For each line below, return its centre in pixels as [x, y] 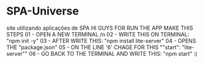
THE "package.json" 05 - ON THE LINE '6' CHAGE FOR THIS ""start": [94, 47]
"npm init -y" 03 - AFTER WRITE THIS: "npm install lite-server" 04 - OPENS [102, 41]
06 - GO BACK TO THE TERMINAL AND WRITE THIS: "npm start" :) [113, 53]
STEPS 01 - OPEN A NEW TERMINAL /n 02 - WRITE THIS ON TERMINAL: [98, 34]
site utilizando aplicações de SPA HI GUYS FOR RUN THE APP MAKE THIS [100, 28]
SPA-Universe [43, 11]
